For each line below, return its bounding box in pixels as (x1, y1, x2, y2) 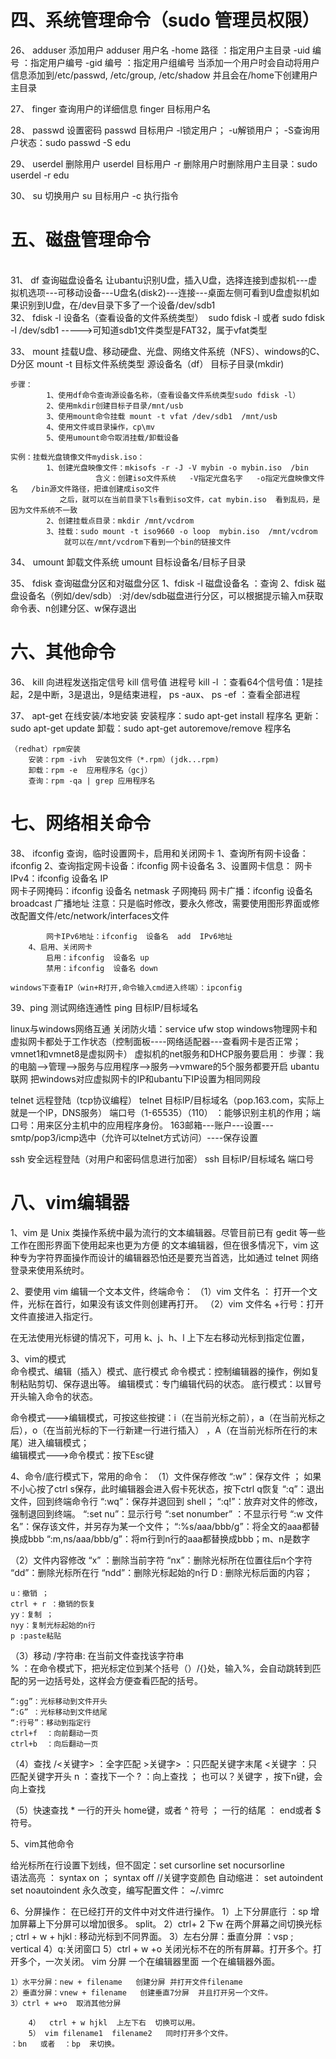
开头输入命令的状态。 (10, 1390, 98, 1402)
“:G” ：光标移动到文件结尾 (10, 1707, 108, 1717)
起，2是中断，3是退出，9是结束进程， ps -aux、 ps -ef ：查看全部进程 (10, 688, 301, 700)
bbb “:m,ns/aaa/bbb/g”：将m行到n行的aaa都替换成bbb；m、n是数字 (27, 1532, 311, 1545)
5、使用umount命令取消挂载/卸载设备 (46, 432, 180, 443)
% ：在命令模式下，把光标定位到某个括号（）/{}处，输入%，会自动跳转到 (10, 1662, 313, 1674)
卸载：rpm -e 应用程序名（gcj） (28, 765, 153, 775)
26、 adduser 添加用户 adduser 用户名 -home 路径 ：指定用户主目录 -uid (10, 44, 311, 56)
